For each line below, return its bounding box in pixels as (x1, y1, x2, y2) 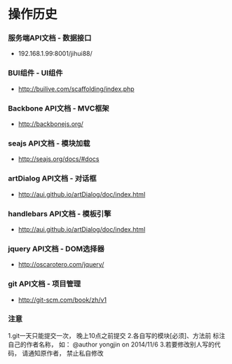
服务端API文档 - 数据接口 (8, 33, 92, 43)
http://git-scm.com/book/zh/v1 (18, 295, 107, 304)
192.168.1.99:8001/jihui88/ (18, 50, 93, 58)
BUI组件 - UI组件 (8, 68, 63, 78)
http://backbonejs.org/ (18, 120, 83, 128)
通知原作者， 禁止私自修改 (27, 349, 104, 357)
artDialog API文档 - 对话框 (8, 174, 97, 183)
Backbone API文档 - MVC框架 (8, 103, 109, 113)
